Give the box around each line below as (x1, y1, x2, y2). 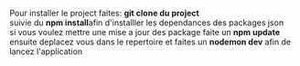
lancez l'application (9, 46, 83, 57)
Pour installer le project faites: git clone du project (9, 8, 199, 18)
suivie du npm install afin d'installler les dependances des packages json (9, 17, 284, 28)
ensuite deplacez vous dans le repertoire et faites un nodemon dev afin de (9, 36, 291, 47)
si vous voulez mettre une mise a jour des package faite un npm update (9, 27, 281, 37)
